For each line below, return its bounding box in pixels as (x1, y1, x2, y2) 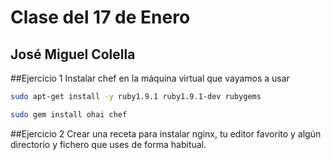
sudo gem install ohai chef (10, 109, 128, 120)
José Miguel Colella (10, 46, 136, 63)
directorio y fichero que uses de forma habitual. (10, 138, 207, 150)
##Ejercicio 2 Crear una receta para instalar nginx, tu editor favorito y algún (10, 127, 322, 140)
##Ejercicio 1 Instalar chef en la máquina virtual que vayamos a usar (10, 72, 290, 84)
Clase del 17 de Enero (10, 6, 191, 29)
